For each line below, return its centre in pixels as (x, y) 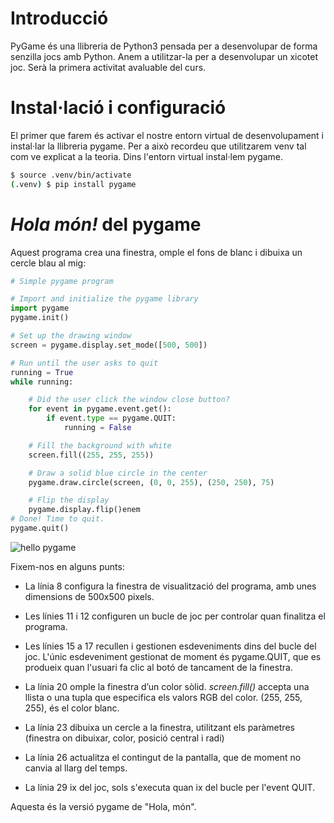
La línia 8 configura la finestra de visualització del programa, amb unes (170, 586)
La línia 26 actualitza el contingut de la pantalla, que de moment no (163, 757)
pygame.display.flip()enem (84, 510)
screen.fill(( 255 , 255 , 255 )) (91, 455)
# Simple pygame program (62, 281)
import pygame (40, 308)
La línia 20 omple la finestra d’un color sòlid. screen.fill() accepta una (167, 686)
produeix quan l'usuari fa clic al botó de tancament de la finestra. (158, 667)
